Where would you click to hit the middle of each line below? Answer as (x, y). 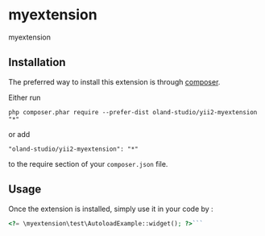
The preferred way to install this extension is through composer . (114, 81)
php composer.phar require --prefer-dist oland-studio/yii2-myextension (133, 112)
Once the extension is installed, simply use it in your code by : (111, 209)
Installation (37, 62)
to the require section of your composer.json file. (88, 164)
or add (19, 134)
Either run (25, 97)
